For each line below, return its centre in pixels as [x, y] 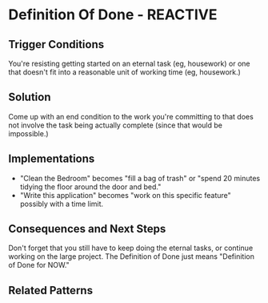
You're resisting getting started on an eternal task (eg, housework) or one [129, 63]
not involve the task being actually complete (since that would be [115, 125]
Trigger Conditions [56, 44]
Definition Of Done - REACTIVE [113, 15]
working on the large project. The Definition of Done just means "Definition [131, 257]
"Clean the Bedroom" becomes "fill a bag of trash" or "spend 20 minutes [140, 178]
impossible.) [29, 133]
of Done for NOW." [39, 265]
